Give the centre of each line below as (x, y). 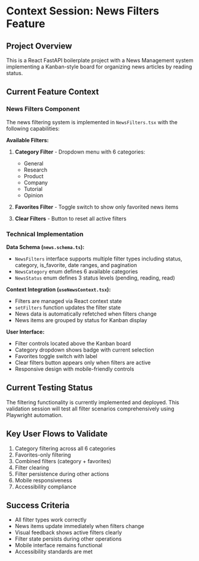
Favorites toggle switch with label (56, 356)
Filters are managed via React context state (68, 301)
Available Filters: (27, 140)
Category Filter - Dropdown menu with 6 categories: (80, 152)
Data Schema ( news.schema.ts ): (45, 247)
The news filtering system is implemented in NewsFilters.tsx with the (92, 122)
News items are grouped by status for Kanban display (81, 320)
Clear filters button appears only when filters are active (83, 362)
